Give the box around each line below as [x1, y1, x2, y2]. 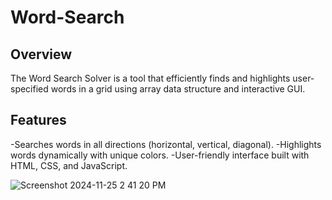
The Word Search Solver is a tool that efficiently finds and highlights [10, 72, 291, 84]
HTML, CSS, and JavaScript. [10, 159, 128, 171]
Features [10, 112, 67, 129]
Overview [10, 46, 73, 63]
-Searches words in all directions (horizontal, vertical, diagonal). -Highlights [10, 138, 322, 150]
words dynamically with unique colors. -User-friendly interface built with [10, 149, 310, 161]
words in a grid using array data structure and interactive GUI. [50, 83, 306, 95]
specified [10, 83, 49, 95]
